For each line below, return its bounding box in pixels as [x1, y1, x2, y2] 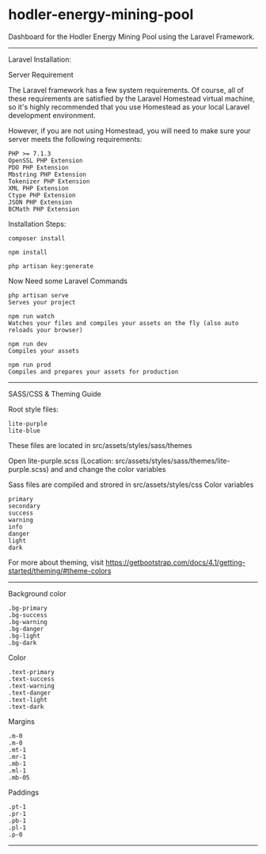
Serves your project [8, 298, 77, 306]
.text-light [8, 695, 47, 703]
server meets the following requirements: [8, 134, 142, 144]
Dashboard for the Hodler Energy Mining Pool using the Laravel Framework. [8, 32, 255, 41]
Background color [8, 588, 66, 598]
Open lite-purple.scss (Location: [8, 456, 114, 465]
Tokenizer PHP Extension [8, 177, 90, 186]
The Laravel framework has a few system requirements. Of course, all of [8, 85, 244, 94]
